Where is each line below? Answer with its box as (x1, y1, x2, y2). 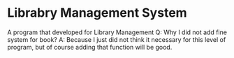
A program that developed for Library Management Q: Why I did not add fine (7, 28, 227, 36)
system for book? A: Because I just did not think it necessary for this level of (7, 35, 226, 43)
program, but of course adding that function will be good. (7, 43, 173, 51)
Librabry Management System (7, 5, 187, 21)
